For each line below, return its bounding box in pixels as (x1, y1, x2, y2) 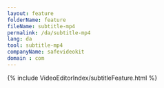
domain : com (7, 55, 45, 62)
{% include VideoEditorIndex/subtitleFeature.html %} (7, 74, 158, 82)
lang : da (7, 36, 32, 43)
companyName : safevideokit (7, 49, 85, 56)
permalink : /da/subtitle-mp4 (7, 29, 91, 36)
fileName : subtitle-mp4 (7, 23, 76, 30)
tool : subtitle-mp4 (7, 42, 63, 49)
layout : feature (7, 10, 54, 17)
